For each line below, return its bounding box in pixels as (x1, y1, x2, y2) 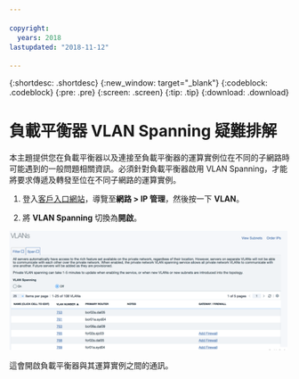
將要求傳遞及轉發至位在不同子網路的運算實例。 (9, 175, 181, 185)
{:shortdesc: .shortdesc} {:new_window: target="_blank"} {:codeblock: (9, 78, 269, 88)
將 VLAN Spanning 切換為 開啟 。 (21, 212, 142, 223)
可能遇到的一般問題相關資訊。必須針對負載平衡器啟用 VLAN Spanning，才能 (9, 163, 287, 174)
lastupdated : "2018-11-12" (9, 43, 109, 52)
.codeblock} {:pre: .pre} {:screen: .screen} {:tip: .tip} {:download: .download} (9, 87, 289, 98)
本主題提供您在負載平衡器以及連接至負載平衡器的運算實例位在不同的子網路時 (9, 152, 290, 163)
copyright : (9, 23, 50, 33)
